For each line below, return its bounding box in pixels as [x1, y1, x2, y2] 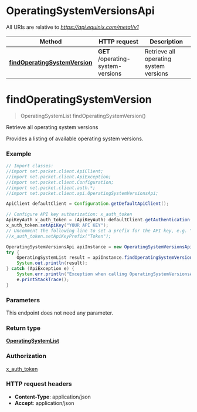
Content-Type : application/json [14, 393, 91, 400]
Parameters [6, 296, 40, 304]
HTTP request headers [6, 380, 72, 388]
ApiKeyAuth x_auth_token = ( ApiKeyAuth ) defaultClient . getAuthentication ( [6, 217, 193, 223]
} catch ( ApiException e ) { [6, 266, 75, 272]
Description [149, 37, 184, 45]
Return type [6, 324, 41, 332]
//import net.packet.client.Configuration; [6, 179, 114, 185]
